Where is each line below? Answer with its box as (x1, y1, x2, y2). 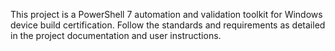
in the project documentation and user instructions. (10, 30, 222, 41)
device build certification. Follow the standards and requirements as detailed (10, 19, 326, 31)
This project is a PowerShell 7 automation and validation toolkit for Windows (10, 9, 323, 20)
